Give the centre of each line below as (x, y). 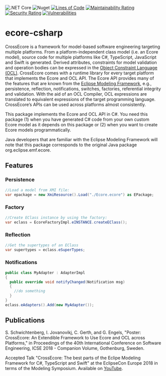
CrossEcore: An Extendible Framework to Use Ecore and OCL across (75, 337)
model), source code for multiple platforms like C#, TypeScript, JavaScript (81, 57)
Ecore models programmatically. (38, 130)
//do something (30, 291)
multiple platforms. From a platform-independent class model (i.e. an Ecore (82, 52)
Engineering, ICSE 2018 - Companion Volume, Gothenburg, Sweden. (75, 348)
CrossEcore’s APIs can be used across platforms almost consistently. (76, 105)
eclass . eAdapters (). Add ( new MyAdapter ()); (50, 305)
